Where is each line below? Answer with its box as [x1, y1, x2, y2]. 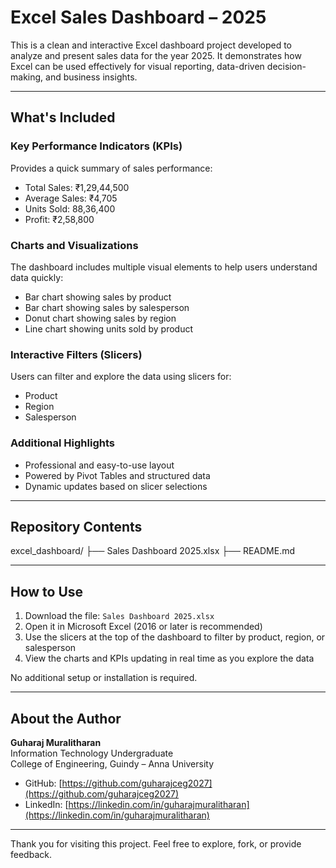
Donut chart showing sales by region [24, 312, 177, 324]
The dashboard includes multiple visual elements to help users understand [10, 261, 318, 273]
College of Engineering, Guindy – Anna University [10, 757, 215, 770]
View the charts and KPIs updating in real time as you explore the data [24, 652, 315, 665]
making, [10, 71, 44, 83]
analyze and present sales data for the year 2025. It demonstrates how [10, 49, 302, 61]
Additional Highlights [10, 436, 115, 450]
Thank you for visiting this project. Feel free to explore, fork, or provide [10, 837, 302, 850]
